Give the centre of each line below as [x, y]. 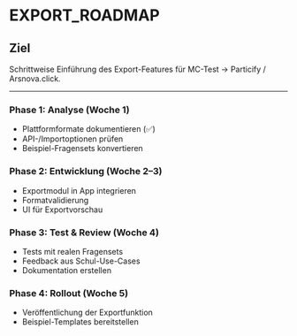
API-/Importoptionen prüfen [72, 139]
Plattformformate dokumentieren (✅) [89, 129]
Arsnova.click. [35, 79]
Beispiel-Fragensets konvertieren [82, 149]
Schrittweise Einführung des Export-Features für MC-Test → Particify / [138, 69]
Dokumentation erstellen [67, 270]
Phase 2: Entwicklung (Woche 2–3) [86, 172]
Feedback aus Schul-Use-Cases [81, 261]
